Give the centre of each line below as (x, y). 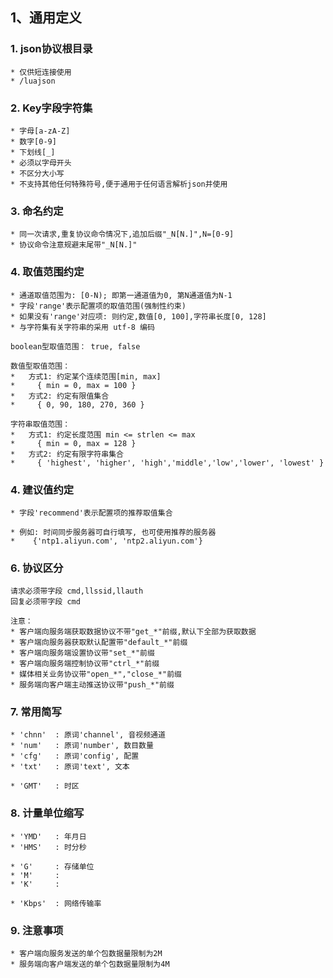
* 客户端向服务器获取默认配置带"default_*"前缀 (99, 643)
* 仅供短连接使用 (41, 72)
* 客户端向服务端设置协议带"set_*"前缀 (82, 653)
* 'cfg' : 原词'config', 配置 (75, 756)
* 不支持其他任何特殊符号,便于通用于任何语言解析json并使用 (119, 184)
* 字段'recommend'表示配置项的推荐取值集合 (91, 513)
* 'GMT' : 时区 (45, 786)
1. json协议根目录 (51, 49)
